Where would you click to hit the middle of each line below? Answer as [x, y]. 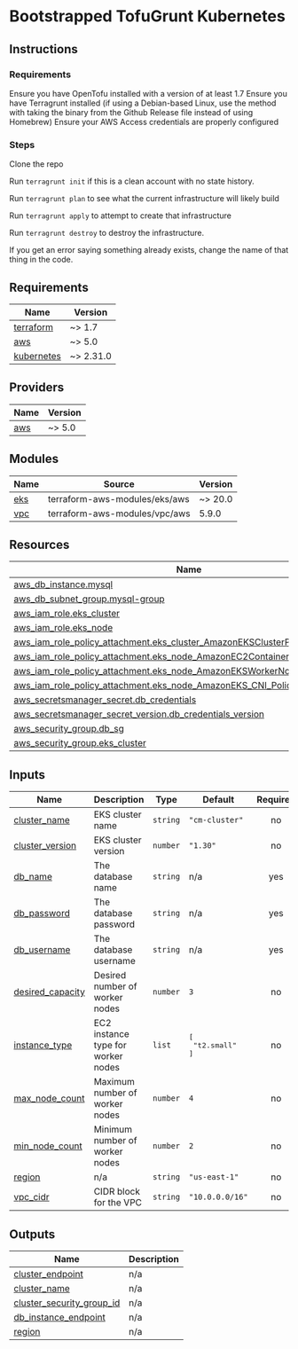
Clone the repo [36, 164]
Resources [39, 545]
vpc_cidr [32, 1197]
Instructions [43, 49]
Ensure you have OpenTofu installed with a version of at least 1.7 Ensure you [149, 93]
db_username [42, 950]
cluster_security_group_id [67, 1303]
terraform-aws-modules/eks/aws [119, 498]
